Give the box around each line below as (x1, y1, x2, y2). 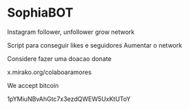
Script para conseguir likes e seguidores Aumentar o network (7, 41, 182, 49)
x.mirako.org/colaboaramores (7, 68, 92, 76)
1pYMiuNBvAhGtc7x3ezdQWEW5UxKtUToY (7, 95, 131, 103)
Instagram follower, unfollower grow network (7, 28, 135, 36)
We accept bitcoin (7, 81, 59, 89)
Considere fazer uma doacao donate (7, 54, 112, 63)
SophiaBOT (7, 5, 74, 21)
